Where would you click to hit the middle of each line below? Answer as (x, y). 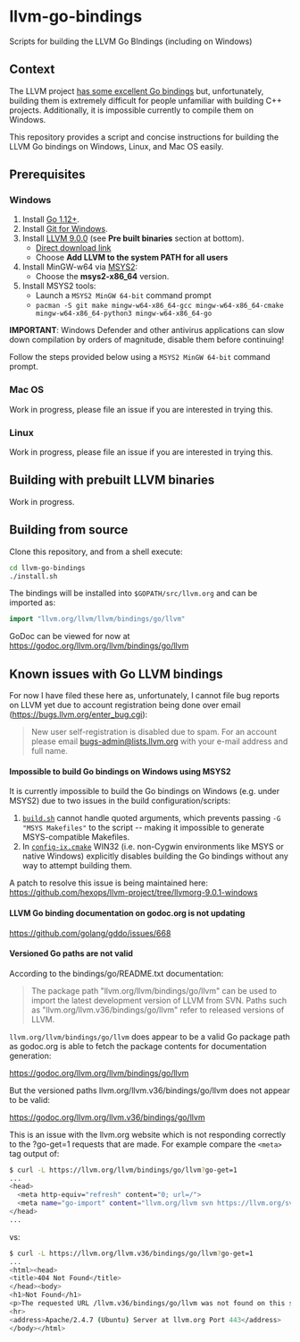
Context (32, 69)
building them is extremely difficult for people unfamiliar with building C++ (146, 100)
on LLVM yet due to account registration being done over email (125, 705)
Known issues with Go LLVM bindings (116, 674)
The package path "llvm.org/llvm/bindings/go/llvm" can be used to (154, 990)
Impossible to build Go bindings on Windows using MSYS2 (120, 771)
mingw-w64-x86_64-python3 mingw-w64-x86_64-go (124, 314)
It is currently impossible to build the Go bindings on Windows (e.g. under (144, 791)
